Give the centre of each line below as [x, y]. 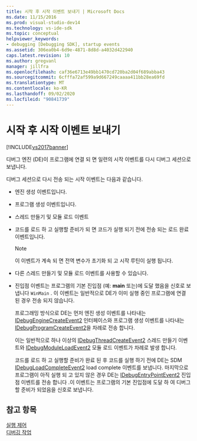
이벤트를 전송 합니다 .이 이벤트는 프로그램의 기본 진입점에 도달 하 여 [98, 382]
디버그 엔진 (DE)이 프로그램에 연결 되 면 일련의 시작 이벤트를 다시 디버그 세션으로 [99, 159]
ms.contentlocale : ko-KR [37, 88]
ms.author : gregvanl [32, 61]
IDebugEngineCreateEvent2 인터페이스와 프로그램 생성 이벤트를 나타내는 [99, 320]
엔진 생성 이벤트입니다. [41, 192]
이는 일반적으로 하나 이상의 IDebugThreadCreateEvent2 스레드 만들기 [96, 340]
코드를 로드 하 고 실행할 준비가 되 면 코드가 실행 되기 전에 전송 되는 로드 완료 [102, 229]
